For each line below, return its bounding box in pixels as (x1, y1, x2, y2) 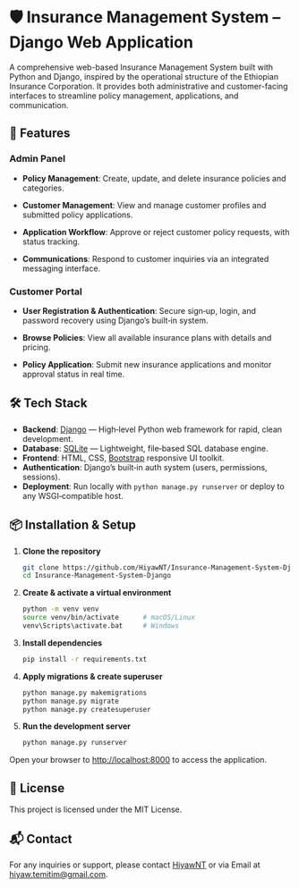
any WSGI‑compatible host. (21, 490, 124, 501)
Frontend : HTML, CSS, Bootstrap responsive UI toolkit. (21, 452, 226, 463)
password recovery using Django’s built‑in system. (21, 315, 209, 326)
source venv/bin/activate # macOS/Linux (21, 613, 195, 622)
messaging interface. (21, 263, 101, 274)
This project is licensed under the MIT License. (9, 804, 183, 815)
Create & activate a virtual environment (21, 588, 172, 598)
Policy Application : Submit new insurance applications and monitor (21, 359, 272, 369)
